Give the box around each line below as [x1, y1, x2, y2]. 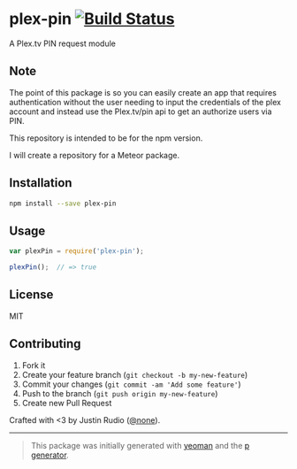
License [9, 288, 54, 303]
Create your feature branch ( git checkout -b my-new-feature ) [21, 369, 248, 380]
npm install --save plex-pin [9, 199, 117, 208]
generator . [30, 450, 69, 460]
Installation [9, 175, 72, 190]
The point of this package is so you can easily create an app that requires [9, 87, 277, 97]
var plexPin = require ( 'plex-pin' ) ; [9, 247, 144, 256]
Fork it [21, 359, 46, 371]
